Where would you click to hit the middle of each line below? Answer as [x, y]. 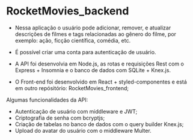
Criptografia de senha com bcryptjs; [60, 118]
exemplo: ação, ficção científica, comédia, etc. [73, 40]
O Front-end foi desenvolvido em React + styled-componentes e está [101, 82]
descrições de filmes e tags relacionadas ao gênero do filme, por [95, 34]
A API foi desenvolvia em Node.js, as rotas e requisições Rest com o [100, 64]
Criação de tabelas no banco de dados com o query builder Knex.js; [99, 124]
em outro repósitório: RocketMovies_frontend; [72, 88]
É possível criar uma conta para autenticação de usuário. [85, 52]
